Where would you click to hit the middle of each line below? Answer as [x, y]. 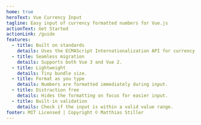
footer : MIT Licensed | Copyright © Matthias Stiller [75, 112]
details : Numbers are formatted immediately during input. [93, 85]
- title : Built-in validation [49, 101]
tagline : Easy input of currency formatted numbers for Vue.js [87, 23]
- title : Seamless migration [48, 56]
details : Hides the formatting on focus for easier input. [93, 96]
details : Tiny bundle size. [52, 73]
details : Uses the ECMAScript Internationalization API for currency [106, 51]
